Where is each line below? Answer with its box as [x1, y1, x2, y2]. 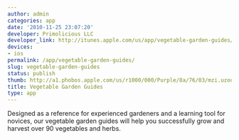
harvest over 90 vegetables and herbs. [7, 124, 121, 133]
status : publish [7, 70, 55, 77]
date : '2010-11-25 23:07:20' [7, 23, 94, 31]
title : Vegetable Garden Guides [7, 83, 103, 90]
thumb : [7, 76, 27, 84]
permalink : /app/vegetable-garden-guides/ [7, 57, 135, 64]
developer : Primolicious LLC [7, 30, 94, 38]
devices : [7, 43, 33, 50]
